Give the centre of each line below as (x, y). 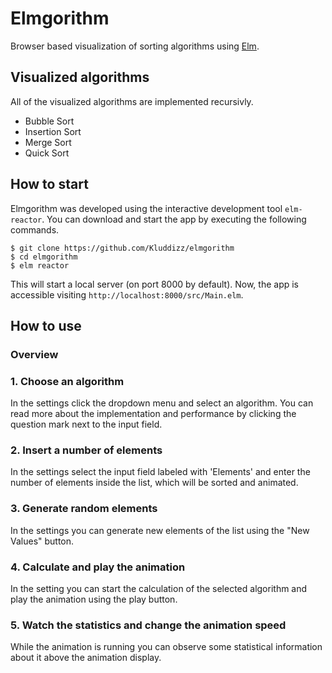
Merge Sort (48, 142)
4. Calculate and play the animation (98, 567)
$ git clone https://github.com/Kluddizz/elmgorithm (122, 248)
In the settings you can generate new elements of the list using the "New (160, 530)
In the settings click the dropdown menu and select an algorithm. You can (162, 403)
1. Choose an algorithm (67, 381)
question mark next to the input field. (86, 424)
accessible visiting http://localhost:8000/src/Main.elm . (127, 294)
